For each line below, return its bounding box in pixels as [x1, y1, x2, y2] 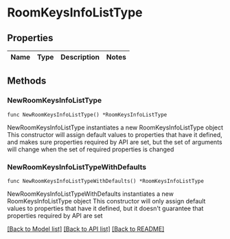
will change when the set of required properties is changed [7, 145, 174, 153]
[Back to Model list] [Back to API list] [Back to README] [7, 225, 165, 233]
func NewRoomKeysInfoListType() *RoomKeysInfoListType [7, 111, 168, 118]
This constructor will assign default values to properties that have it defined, [7, 130, 223, 138]
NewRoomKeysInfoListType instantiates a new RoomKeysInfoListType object [7, 123, 224, 131]
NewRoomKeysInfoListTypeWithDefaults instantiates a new [7, 190, 174, 198]
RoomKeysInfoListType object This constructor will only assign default [7, 197, 206, 205]
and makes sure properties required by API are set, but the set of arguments [7, 138, 222, 146]
